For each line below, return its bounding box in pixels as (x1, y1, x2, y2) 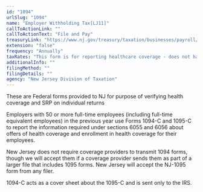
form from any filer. (6, 167, 54, 175)
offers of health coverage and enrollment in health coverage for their (6, 130, 177, 138)
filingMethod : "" (6, 65, 50, 71)
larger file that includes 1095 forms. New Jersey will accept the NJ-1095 (6, 161, 186, 168)
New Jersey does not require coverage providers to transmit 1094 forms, (6, 149, 188, 156)
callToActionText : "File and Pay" (6, 31, 94, 37)
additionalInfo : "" (6, 59, 56, 65)
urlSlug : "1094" (6, 14, 47, 21)
